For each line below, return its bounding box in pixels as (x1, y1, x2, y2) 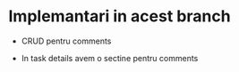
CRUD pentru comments (21, 36, 112, 46)
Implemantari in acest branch (8, 6, 231, 27)
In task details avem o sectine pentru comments (21, 52, 199, 63)
